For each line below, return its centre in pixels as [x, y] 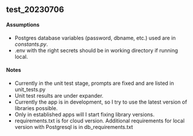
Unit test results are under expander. [59, 95]
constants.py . [31, 44]
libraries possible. [36, 108]
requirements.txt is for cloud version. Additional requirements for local [99, 121]
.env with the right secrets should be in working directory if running [96, 50]
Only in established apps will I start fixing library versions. [84, 114]
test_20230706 [35, 10]
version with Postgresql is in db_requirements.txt [74, 127]
